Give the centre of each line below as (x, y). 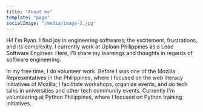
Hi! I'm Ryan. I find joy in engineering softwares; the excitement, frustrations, (102, 41)
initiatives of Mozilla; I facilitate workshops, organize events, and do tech (97, 84)
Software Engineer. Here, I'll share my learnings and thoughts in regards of (99, 53)
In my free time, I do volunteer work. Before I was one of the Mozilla (91, 71)
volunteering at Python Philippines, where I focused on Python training (94, 97)
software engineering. (34, 60)
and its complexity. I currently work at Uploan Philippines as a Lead (90, 47)
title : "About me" (29, 12)
